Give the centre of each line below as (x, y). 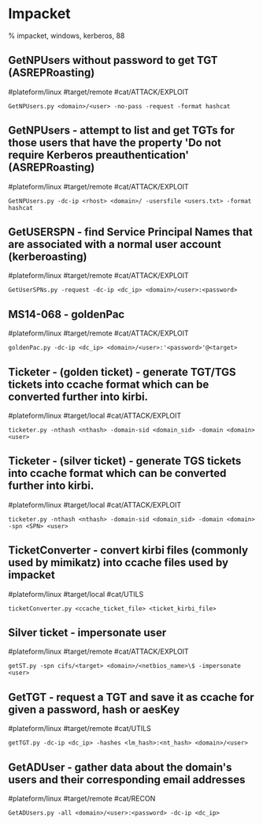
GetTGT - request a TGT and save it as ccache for (131, 697)
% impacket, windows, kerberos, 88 (67, 36)
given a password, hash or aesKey (94, 709)
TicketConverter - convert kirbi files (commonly (128, 551)
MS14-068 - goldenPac (67, 314)
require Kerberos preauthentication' (98, 155)
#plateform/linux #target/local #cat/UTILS (76, 594)
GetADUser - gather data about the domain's (120, 767)
